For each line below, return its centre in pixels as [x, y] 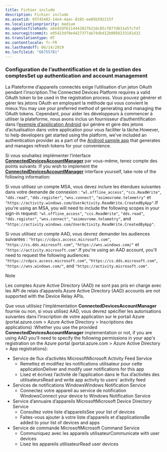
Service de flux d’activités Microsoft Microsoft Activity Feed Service [82, 358]
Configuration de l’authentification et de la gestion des [73, 69]
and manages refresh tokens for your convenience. [58, 145]
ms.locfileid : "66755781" [32, 52]
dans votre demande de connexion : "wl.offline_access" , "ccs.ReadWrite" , [83, 192]
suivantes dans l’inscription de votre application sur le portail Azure [75, 316]
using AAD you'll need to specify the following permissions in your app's [80, 338]
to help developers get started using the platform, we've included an [76, 135]
